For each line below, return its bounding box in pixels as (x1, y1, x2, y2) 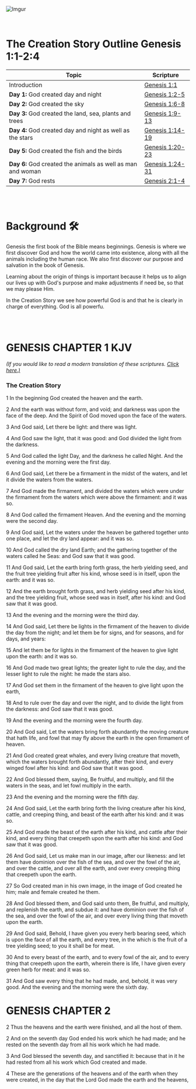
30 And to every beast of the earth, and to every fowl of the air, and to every (6, 954, 190, 961)
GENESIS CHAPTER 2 (6, 1004, 111, 1018)
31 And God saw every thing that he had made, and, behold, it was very (6, 978, 178, 985)
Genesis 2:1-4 (144, 176, 185, 184)
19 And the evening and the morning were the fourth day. (6, 717, 143, 724)
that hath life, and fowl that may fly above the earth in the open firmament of (6, 735, 190, 742)
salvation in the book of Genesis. (6, 261, 85, 269)
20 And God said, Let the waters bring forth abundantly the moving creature (6, 728, 189, 735)
